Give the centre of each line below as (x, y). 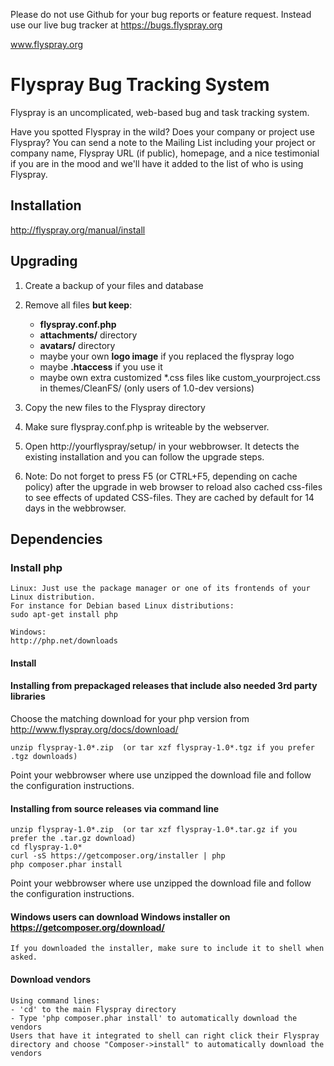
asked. (24, 957)
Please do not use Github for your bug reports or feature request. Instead (161, 14)
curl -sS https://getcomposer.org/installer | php (118, 856)
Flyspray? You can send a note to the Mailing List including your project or (163, 142)
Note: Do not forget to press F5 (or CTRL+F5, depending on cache (161, 476)
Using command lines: (55, 1000)
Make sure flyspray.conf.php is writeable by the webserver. (147, 426)
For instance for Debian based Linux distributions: (122, 606)
